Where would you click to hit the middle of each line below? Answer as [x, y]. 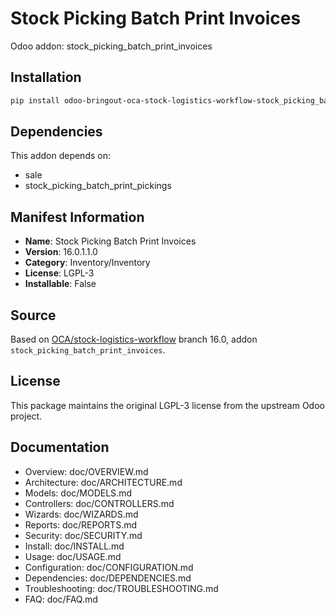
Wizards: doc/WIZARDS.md [81, 514]
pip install [35, 100]
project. [26, 416]
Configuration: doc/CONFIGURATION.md [109, 567]
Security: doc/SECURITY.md [83, 535]
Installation [46, 77]
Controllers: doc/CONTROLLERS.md [99, 503]
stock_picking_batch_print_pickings [98, 186]
